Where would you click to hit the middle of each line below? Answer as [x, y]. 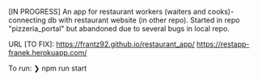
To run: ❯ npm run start [48, 68]
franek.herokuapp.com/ [48, 53]
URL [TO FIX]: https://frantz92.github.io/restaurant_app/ [102, 44]
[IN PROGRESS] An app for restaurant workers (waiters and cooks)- [121, 12]
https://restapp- [223, 44]
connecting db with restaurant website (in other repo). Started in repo [124, 20]
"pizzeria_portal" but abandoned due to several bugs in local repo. [119, 28]
